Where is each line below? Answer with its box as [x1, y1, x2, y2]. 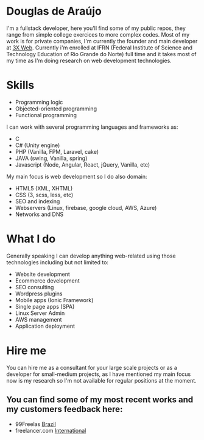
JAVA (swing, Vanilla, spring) [15, 154, 88, 162]
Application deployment [15, 322, 75, 330]
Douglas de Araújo [6, 4, 102, 18]
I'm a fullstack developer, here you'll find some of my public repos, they [6, 24, 186, 32]
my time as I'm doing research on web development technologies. [6, 57, 172, 64]
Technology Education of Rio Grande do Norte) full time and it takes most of [6, 50, 197, 57]
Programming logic [15, 98, 63, 106]
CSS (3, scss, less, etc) [15, 191, 74, 198]
